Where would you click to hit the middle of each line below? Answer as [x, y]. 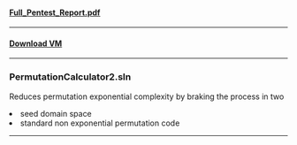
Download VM [36, 43]
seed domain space [57, 113]
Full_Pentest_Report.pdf [55, 12]
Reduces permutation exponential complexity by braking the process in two [147, 96]
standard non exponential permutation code [100, 123]
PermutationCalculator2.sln [70, 77]
